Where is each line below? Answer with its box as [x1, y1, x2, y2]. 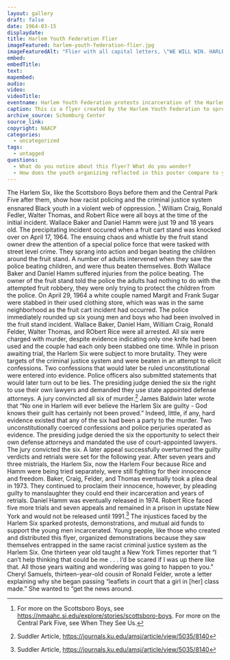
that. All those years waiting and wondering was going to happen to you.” [7, 563, 214, 571]
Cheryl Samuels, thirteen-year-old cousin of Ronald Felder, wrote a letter [7, 570, 212, 578]
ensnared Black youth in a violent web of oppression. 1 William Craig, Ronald [7, 203, 222, 212]
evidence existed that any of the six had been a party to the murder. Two [7, 416, 212, 424]
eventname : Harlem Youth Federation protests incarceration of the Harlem [7, 99, 225, 106]
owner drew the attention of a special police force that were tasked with [7, 241, 210, 249]
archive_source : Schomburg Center [7, 112, 106, 119]
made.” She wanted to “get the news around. [7, 585, 133, 593]
